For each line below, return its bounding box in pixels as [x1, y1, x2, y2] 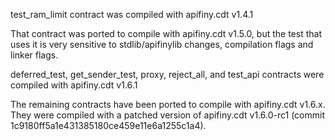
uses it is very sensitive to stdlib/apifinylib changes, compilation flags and [10, 39, 314, 50]
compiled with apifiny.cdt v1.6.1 [10, 79, 138, 91]
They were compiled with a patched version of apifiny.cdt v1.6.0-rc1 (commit [10, 109, 326, 121]
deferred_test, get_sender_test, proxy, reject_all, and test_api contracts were [10, 69, 325, 80]
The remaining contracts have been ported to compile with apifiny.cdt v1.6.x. [10, 99, 326, 110]
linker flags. [10, 49, 59, 61]
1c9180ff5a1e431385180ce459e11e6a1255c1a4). [10, 120, 207, 131]
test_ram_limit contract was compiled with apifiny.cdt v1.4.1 [10, 9, 254, 20]
